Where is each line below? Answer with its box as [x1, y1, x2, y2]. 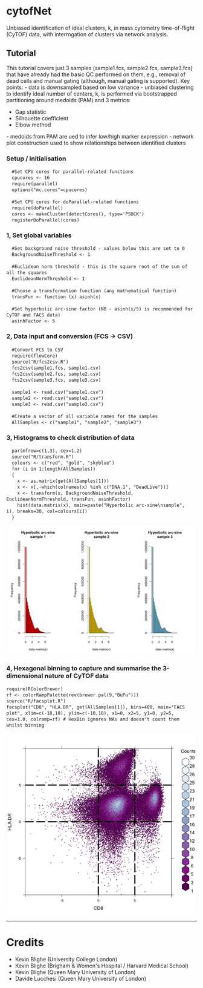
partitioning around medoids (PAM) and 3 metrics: [6, 96, 131, 103]
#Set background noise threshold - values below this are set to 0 [11, 246, 185, 252]
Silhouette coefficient [14, 114, 68, 122]
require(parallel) [11, 181, 59, 187]
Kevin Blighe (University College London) [14, 956, 118, 963]
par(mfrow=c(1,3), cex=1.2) [11, 448, 83, 454]
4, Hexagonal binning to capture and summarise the [6, 664, 162, 672]
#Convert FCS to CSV [11, 347, 63, 353]
